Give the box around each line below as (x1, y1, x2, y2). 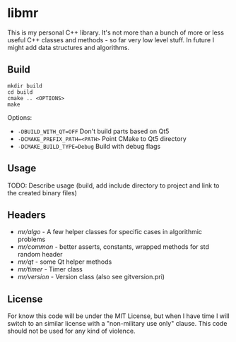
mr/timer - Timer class (17, 265, 83, 274)
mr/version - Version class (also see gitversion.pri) (17, 273, 165, 281)
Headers (7, 209, 46, 221)
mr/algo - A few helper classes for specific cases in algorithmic (17, 228, 203, 236)
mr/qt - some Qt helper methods (17, 257, 112, 266)
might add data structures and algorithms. (7, 43, 129, 51)
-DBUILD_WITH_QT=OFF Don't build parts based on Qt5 (17, 127, 170, 135)
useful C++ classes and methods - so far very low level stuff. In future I (7, 35, 214, 44)
